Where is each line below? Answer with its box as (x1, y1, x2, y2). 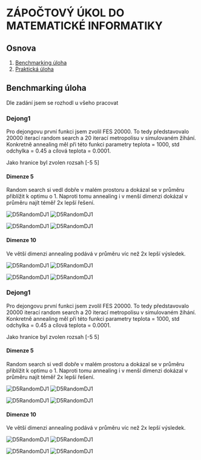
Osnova (6, 43, 36, 53)
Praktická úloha (15, 65, 54, 73)
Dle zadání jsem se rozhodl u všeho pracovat (6, 99, 119, 106)
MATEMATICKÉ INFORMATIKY (6, 19, 163, 33)
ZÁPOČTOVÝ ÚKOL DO (6, 6, 125, 20)
